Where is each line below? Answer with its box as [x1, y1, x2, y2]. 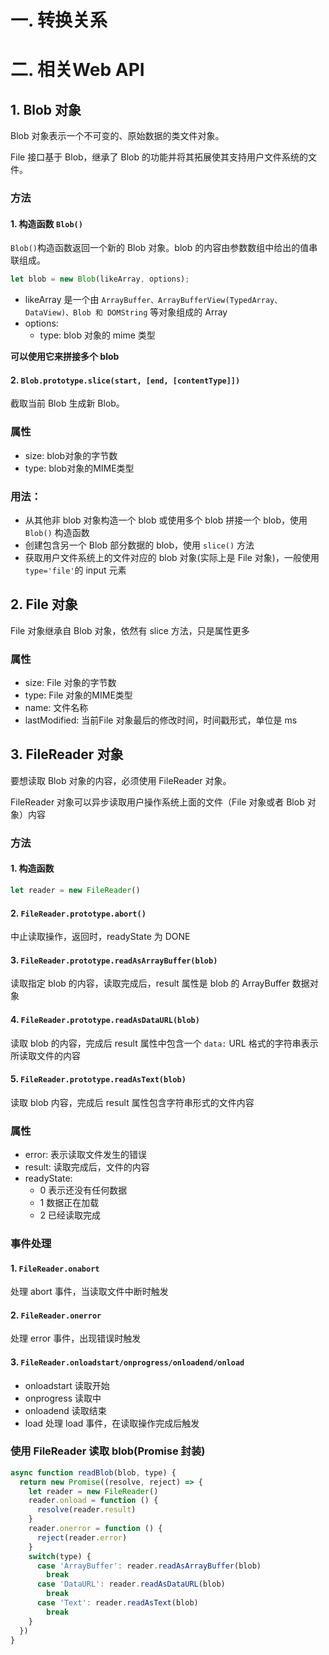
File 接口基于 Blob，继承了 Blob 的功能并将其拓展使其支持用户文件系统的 [10, 151, 308, 163]
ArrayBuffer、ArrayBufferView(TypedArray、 [101, 296, 283, 306]
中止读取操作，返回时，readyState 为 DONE [10, 931, 191, 943]
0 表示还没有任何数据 [39, 1184, 128, 1196]
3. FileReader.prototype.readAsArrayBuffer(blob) [10, 954, 218, 966]
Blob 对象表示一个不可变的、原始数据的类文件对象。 [10, 130, 225, 142]
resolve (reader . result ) [36, 1505, 137, 1515]
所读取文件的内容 [10, 1049, 81, 1061]
